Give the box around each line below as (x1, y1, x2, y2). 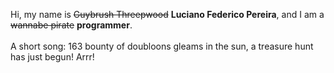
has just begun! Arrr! (10, 51, 95, 63)
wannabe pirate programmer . (10, 19, 133, 31)
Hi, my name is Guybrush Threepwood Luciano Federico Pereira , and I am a (10, 9, 325, 20)
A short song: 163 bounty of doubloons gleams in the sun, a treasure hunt (10, 40, 314, 52)
